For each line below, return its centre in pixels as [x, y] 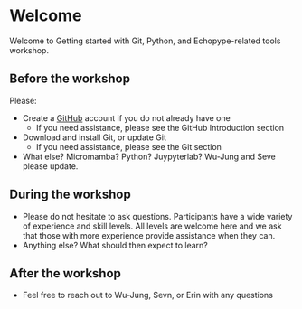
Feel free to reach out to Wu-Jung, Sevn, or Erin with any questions [148, 295]
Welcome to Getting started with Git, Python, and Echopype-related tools [145, 41]
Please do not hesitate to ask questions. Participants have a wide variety [157, 216]
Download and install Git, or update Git [94, 137]
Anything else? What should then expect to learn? [115, 245]
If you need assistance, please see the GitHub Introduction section [160, 127]
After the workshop [66, 273]
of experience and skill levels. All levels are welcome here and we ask [152, 226]
